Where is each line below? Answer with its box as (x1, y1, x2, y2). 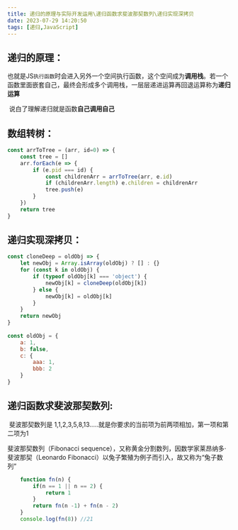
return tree (20, 206, 55, 213)
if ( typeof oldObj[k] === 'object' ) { (33, 273, 147, 280)
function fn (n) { (20, 476, 72, 483)
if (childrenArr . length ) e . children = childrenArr (45, 180, 198, 187)
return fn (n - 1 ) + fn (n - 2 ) (33, 502, 119, 509)
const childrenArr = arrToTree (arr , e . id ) (45, 173, 173, 180)
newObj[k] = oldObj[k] (45, 292, 113, 300)
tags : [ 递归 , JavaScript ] (7, 23, 79, 31)
